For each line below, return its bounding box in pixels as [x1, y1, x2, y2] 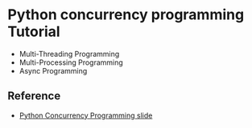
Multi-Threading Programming [19, 49, 120, 58]
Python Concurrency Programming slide [19, 110, 153, 120]
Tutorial [7, 22, 61, 41]
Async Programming [19, 66, 88, 75]
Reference [7, 90, 61, 103]
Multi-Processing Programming [19, 58, 124, 67]
